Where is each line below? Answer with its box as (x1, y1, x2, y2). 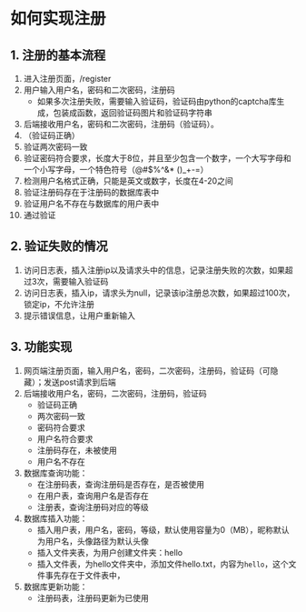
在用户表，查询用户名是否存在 (36, 490, 149, 501)
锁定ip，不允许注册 (23, 298, 94, 309)
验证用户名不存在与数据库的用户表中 (23, 198, 160, 209)
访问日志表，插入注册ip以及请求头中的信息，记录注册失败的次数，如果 (23, 265, 285, 276)
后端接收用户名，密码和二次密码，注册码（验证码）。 (23, 119, 219, 129)
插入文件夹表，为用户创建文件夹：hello (36, 547, 183, 557)
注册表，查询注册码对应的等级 (36, 501, 149, 512)
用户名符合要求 (36, 433, 94, 444)
